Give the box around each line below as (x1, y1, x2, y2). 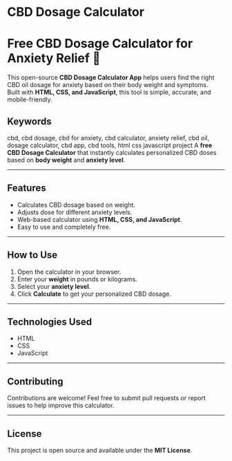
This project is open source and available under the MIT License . (7, 446, 193, 454)
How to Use (7, 250, 58, 261)
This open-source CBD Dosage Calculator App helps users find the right (7, 73, 215, 82)
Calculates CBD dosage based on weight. (17, 200, 136, 209)
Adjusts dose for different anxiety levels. (17, 208, 133, 216)
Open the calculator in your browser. (17, 267, 122, 276)
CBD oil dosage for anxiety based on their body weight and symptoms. (7, 81, 209, 89)
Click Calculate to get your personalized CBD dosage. (17, 290, 171, 298)
